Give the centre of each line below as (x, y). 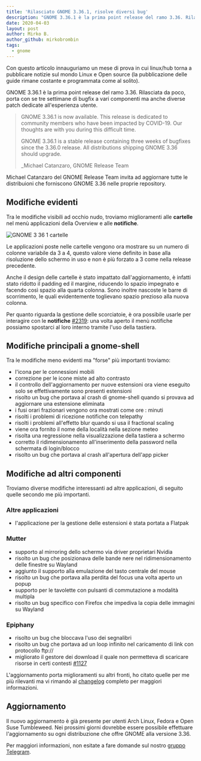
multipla (25, 596)
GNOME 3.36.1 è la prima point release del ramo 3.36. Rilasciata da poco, (96, 92)
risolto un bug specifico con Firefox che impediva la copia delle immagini (105, 603)
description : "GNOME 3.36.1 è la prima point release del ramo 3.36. (95, 17)
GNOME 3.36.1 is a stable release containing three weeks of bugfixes (106, 141)
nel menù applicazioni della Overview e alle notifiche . (72, 223)
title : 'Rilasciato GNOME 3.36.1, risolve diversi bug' (77, 12)
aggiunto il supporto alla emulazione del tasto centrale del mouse (95, 571)
